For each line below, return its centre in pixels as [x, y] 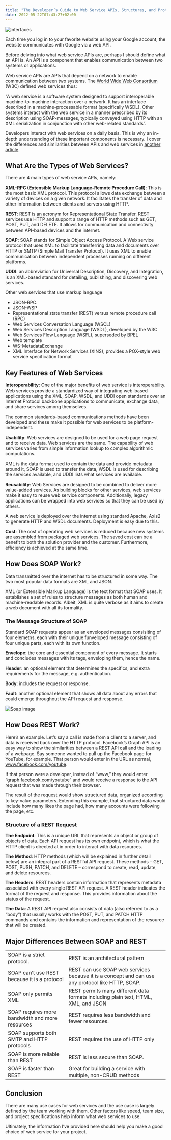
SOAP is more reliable [34, 1054]
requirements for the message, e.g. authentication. [59, 674]
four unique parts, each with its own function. [53, 643]
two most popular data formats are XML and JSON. [59, 581]
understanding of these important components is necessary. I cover [90, 139]
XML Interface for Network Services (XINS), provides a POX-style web [87, 351]
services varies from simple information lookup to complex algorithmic [79, 448]
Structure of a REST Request [41, 825]
